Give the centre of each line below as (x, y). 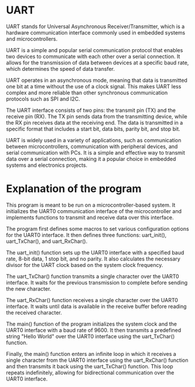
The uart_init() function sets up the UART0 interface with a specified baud (95, 252)
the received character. (34, 312)
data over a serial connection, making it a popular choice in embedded (91, 159)
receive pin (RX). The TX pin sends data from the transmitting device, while (97, 116)
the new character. (29, 289)
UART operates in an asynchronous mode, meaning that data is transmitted (97, 80)
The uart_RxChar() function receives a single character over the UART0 (92, 300)
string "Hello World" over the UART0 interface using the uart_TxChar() (90, 336)
